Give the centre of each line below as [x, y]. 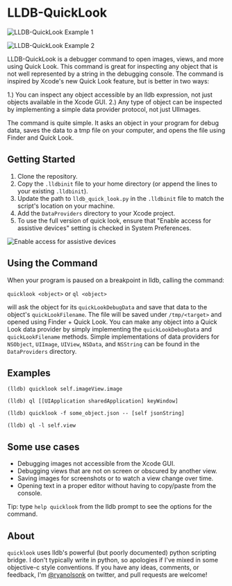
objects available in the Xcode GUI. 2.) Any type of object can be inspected [115, 101]
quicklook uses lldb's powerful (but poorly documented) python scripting [112, 553]
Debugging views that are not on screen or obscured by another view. [117, 471]
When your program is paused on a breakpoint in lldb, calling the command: [116, 280]
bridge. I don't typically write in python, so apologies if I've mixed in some [113, 560]
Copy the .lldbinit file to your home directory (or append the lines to [117, 184]
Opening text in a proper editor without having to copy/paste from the [117, 486]
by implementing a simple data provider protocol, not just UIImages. [104, 109]
